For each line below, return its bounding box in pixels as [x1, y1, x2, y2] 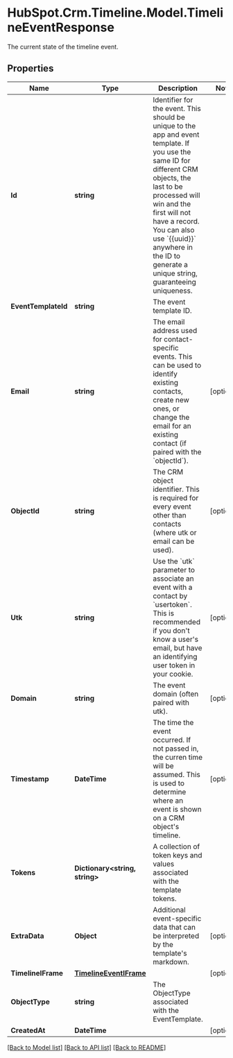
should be [152, 112, 185, 122]
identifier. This [152, 484, 200, 494]
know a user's [152, 634, 199, 644]
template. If [152, 138, 190, 148]
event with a [152, 582, 193, 592]
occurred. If [152, 735, 191, 744]
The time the [152, 717, 194, 727]
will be [152, 761, 175, 771]
